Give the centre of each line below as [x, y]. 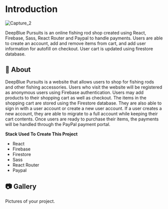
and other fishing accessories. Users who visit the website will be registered [84, 87]
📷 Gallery [21, 187]
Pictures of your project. [30, 201]
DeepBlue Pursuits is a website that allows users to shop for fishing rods [79, 81]
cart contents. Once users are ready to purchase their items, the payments [82, 119]
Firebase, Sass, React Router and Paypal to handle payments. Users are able [84, 38]
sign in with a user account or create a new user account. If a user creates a [83, 108]
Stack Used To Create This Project [41, 134]
